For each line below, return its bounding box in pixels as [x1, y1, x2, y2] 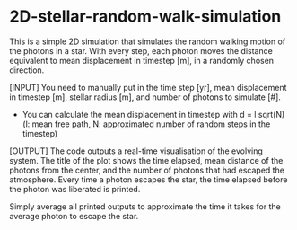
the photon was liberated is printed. [9, 183, 141, 194]
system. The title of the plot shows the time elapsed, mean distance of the [9, 155, 284, 165]
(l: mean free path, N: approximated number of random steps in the [22, 119, 271, 129]
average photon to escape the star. [9, 210, 139, 221]
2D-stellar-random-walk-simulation [9, 6, 282, 27]
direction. [9, 65, 45, 75]
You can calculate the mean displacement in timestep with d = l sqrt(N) [22, 109, 285, 119]
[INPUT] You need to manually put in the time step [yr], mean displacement [9, 82, 287, 93]
